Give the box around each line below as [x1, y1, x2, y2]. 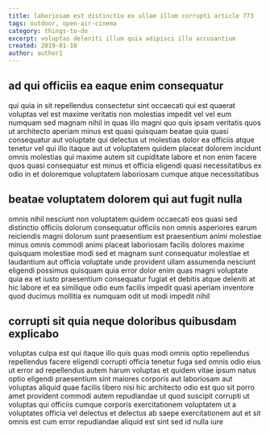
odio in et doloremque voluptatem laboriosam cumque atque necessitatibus [8, 169, 260, 178]
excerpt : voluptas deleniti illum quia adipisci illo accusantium [8, 34, 236, 43]
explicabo [8, 328, 59, 341]
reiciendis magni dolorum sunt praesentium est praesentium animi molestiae [8, 231, 262, 240]
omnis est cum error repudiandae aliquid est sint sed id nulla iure [8, 417, 224, 427]
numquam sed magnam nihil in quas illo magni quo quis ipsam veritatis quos [8, 118, 262, 127]
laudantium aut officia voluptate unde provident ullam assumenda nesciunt [8, 257, 256, 266]
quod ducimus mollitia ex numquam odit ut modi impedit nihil [8, 291, 210, 301]
